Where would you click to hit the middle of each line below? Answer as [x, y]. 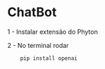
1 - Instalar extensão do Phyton [52, 32]
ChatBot [32, 12]
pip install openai [49, 58]
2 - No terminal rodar [38, 45]
